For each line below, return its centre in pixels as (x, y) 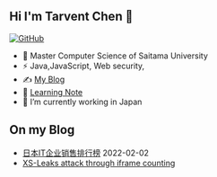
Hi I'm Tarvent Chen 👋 (71, 17)
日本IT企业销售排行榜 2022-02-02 (86, 153)
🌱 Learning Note (52, 92)
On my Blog (42, 130)
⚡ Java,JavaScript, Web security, (83, 66)
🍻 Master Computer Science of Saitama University (115, 56)
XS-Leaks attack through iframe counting (99, 163)
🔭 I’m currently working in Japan (82, 102)
